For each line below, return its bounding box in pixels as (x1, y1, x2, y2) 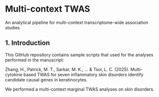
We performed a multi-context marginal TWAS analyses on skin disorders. (5, 86, 155, 92)
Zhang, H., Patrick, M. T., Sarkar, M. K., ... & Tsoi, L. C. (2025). (5, 66, 130, 72)
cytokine (5, 72, 23, 78)
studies (5, 24, 20, 30)
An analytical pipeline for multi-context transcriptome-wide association (5, 19, 148, 25)
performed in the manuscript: (5, 57, 65, 63)
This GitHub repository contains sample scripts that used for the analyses (5, 52, 154, 58)
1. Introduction (5, 39, 50, 47)
